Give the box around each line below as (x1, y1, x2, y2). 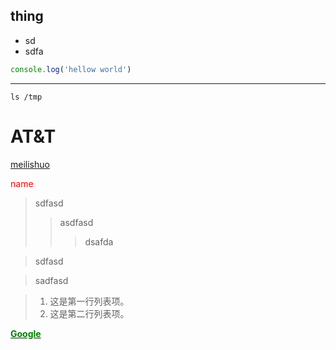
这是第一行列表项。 (49, 295, 130, 307)
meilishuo (10, 158, 50, 170)
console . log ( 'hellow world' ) (10, 64, 132, 74)
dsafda (84, 235, 114, 248)
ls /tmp (10, 92, 43, 102)
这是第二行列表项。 (49, 307, 130, 319)
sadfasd (34, 274, 69, 286)
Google (10, 327, 42, 339)
